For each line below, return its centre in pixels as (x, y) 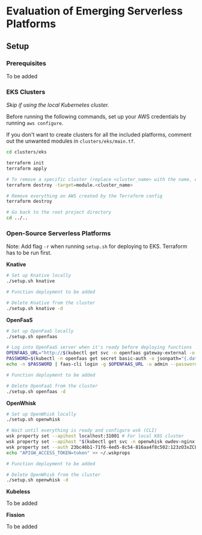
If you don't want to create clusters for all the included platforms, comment (99, 135)
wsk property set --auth (37, 447)
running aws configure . (35, 123)
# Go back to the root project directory (59, 212)
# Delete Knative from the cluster (51, 303)
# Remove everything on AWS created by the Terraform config (84, 196)
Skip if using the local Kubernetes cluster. (58, 105)
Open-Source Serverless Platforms (59, 233)
